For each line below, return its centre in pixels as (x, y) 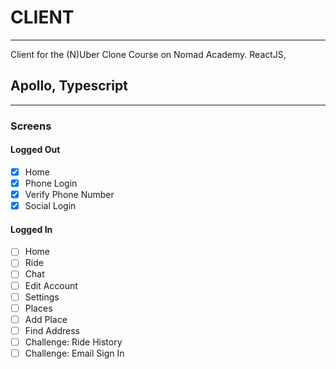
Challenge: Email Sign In (74, 353)
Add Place (46, 319)
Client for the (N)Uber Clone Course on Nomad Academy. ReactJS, (148, 54)
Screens (31, 126)
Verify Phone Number (69, 194)
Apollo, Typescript (69, 86)
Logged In (31, 229)
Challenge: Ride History (73, 342)
